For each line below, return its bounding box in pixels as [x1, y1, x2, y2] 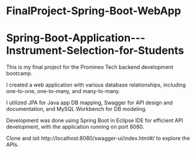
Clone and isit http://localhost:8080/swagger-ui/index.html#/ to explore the [6, 135, 190, 142]
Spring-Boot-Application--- [6, 31, 146, 45]
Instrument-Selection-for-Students [6, 44, 184, 58]
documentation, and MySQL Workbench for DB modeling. [6, 106, 147, 113]
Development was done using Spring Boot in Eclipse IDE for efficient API [6, 117, 184, 124]
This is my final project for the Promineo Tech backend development [6, 63, 173, 71]
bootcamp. [6, 70, 33, 77]
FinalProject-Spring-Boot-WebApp [6, 4, 181, 18]
